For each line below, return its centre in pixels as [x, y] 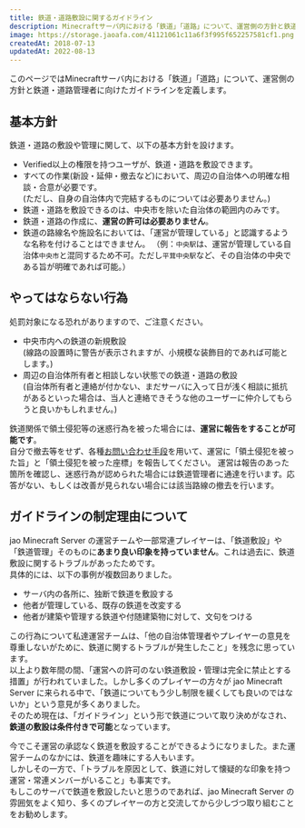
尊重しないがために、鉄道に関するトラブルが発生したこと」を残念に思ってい [152, 647]
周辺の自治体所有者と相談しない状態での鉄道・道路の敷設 [130, 374]
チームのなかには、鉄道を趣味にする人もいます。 [108, 757]
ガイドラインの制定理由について [99, 517]
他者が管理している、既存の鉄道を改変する [102, 604]
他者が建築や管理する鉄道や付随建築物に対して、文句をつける [138, 616]
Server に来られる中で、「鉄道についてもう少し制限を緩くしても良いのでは [148, 693]
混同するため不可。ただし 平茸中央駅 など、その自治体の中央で [179, 254]
